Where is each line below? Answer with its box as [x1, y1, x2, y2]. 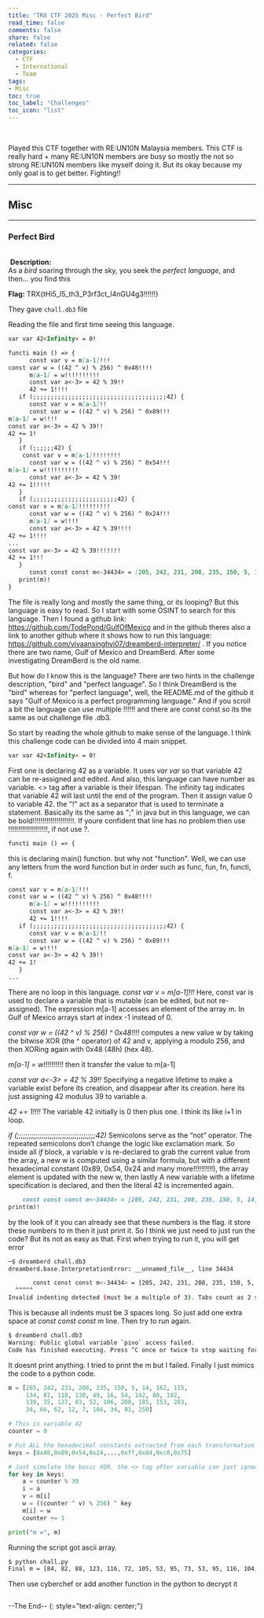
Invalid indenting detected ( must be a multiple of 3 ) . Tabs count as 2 [8, 1294, 251, 1302]
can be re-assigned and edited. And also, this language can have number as [8, 774, 255, 783]
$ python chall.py [8, 1557, 68, 1565]
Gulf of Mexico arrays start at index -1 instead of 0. [8, 1012, 173, 1022]
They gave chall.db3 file [8, 304, 88, 314]
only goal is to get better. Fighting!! [8, 168, 121, 178]
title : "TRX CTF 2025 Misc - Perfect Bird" [8, 11, 153, 20]
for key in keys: [8, 1470, 65, 1478]
